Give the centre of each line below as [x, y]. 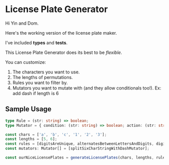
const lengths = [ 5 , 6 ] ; [31, 139]
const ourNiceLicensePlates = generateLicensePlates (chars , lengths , [80, 157]
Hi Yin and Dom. [22, 23]
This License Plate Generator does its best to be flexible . [64, 52]
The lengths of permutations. [43, 77]
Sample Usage [28, 109]
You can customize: [26, 62]
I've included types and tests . [36, 43]
